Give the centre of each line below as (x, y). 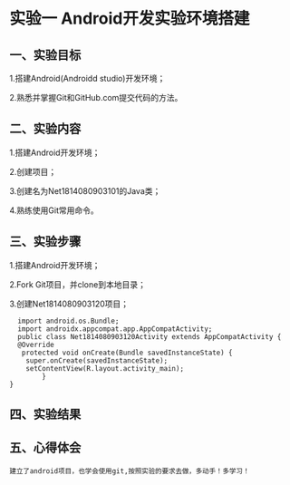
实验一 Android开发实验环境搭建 (130, 19)
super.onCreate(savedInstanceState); (97, 360)
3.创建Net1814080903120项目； (69, 304)
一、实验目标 (45, 55)
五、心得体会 (45, 448)
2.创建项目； (33, 171)
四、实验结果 (45, 415)
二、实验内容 (45, 129)
